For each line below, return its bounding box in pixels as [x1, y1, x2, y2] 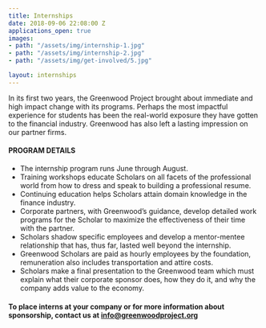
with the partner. [19, 223, 75, 233]
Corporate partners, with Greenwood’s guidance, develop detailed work [19, 206, 257, 215]
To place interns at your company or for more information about [8, 301, 225, 311]
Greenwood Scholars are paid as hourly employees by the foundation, [19, 248, 251, 258]
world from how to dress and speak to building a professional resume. [19, 180, 252, 190]
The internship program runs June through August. [19, 163, 188, 173]
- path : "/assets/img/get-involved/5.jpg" [8, 57, 152, 65]
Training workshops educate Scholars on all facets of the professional [19, 172, 252, 182]
